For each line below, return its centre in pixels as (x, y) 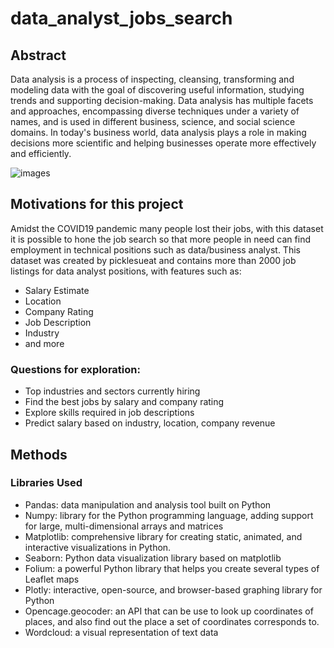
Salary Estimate (57, 290)
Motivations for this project (97, 204)
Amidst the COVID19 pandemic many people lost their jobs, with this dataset (167, 228)
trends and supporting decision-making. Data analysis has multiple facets (162, 100)
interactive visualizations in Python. (98, 547)
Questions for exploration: (75, 369)
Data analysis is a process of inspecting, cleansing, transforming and (152, 79)
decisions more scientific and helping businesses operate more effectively (163, 143)
